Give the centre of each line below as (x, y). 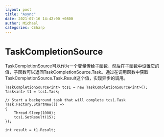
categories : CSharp (25, 28)
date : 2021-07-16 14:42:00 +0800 (39, 19)
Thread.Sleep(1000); (35, 113)
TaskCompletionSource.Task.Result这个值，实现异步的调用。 (67, 78)
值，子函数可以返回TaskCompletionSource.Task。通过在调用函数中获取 (77, 72)
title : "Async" (21, 14)
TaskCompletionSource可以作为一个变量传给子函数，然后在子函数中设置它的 (82, 66)
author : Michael (22, 23)
